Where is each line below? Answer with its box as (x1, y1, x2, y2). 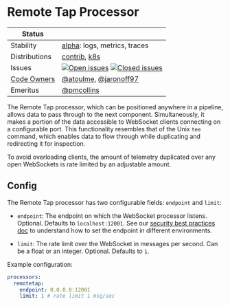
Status (21, 29, 44, 39)
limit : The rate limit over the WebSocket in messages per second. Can (16, 239, 218, 248)
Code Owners (10, 74, 56, 83)
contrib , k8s (61, 52, 101, 61)
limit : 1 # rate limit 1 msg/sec (19, 293, 115, 300)
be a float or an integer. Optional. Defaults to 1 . (16, 247, 150, 255)
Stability (10, 41, 37, 50)
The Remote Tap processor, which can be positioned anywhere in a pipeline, (7, 102, 224, 111)
